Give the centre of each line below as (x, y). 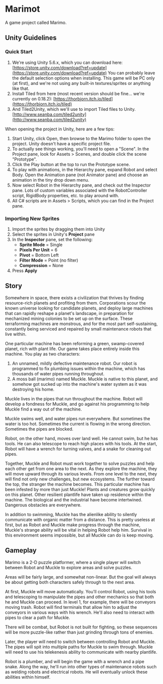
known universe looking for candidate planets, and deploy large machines (79, 308)
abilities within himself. (28, 677)
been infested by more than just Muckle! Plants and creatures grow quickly (80, 489)
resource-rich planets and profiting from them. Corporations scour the (75, 303)
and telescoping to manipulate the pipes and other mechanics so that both (80, 597)
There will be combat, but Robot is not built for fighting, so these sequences (81, 627)
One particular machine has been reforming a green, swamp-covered (75, 343)
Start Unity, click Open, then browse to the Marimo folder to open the (81, 138)
